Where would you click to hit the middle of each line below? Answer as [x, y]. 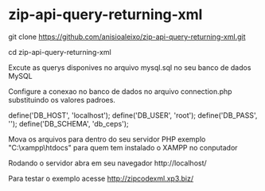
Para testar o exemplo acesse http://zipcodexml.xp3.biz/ [101, 178]
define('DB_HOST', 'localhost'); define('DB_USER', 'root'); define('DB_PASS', [133, 115]
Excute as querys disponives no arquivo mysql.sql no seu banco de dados [130, 67]
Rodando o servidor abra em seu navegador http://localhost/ [107, 163]
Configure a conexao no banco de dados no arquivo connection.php [120, 91]
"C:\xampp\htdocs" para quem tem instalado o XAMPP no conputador [123, 147]
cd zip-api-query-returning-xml [60, 52]
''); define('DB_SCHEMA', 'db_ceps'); [68, 123]
